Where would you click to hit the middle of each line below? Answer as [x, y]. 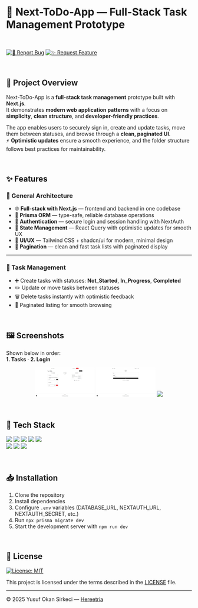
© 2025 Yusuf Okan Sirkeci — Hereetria [55, 599]
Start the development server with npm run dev [71, 526]
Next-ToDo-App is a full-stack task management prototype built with [91, 97]
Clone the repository [39, 495]
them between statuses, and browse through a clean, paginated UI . [88, 134]
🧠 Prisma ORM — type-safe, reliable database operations [84, 215]
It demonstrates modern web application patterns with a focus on [87, 109]
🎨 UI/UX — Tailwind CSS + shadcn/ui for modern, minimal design [94, 240]
